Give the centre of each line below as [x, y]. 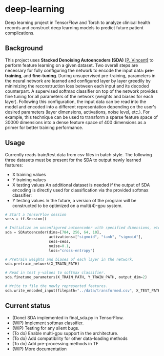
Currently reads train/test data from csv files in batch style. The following [79, 154]
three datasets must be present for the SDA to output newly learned [73, 160]
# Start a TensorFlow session [36, 214]
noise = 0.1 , [60, 246]
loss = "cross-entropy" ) [72, 251]
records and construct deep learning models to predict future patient [74, 27]
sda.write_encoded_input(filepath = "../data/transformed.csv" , [70, 291]
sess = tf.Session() [26, 219]
